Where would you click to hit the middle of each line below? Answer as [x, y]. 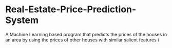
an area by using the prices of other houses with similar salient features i [82, 40]
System [22, 20]
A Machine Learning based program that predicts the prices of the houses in [86, 34]
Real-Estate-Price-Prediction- [71, 9]
